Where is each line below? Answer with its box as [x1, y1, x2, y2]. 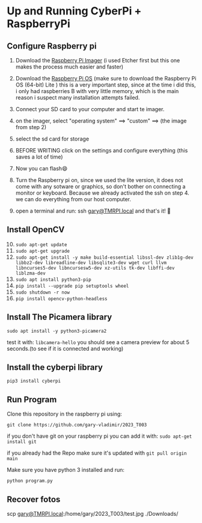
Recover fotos [7, 494, 61, 504]
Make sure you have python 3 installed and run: [7, 467, 125, 474]
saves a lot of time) [15, 153, 63, 160]
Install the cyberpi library [7, 362, 103, 373]
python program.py [7, 478, 53, 484]
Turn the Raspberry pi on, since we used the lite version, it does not [15, 177, 183, 184]
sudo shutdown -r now [15, 289, 70, 295]
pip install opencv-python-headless [15, 295, 108, 301]
